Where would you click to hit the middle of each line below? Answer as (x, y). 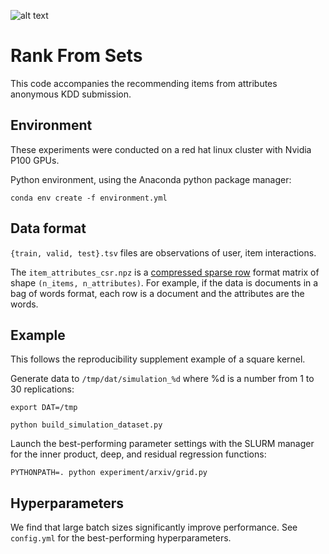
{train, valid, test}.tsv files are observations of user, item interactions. (163, 252)
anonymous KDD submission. (71, 94)
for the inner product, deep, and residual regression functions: (138, 454)
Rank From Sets (76, 56)
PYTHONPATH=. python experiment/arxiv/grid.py (109, 473)
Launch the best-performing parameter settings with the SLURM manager (162, 444)
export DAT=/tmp (44, 408)
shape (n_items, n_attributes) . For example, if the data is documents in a (164, 282)
